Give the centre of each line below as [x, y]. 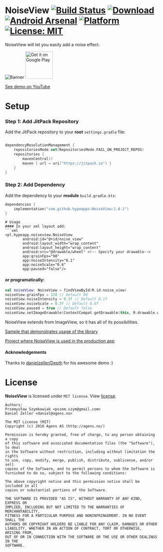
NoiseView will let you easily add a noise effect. [53, 44]
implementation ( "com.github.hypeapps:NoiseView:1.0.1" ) [72, 209]
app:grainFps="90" [41, 256]
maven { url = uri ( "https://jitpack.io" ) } [67, 163]
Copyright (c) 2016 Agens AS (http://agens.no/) [55, 426]
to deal [13, 448]
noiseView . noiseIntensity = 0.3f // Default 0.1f [56, 299]
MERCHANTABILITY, [23, 512]
